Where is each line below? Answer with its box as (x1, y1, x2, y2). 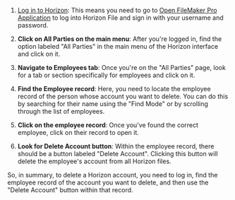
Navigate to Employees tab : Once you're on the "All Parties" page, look (17, 64, 226, 71)
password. (17, 21, 49, 29)
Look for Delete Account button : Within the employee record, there (17, 142, 215, 151)
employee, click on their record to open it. (17, 129, 140, 136)
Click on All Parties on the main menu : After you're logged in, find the (17, 35, 222, 43)
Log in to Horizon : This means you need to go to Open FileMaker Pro (17, 6, 217, 14)
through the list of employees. (17, 107, 105, 115)
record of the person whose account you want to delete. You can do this (17, 92, 229, 100)
